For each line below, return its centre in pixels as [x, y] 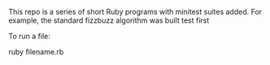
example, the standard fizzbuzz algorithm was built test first [109, 20]
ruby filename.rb [36, 52]
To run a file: [29, 36]
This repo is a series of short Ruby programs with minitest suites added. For [135, 12]
